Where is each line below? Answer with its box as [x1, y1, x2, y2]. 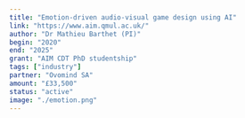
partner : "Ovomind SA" [9, 71, 94, 80]
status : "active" [9, 87, 74, 96]
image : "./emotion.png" [9, 95, 98, 105]
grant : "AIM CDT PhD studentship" [9, 54, 138, 63]
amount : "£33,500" [9, 79, 78, 88]
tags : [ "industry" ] [9, 63, 82, 72]
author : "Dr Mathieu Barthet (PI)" [9, 29, 142, 38]
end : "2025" [9, 46, 53, 55]
